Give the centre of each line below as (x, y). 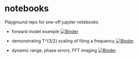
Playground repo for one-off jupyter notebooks (52, 22)
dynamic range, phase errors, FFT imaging (54, 50)
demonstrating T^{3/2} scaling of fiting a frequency (63, 41)
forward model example (35, 31)
